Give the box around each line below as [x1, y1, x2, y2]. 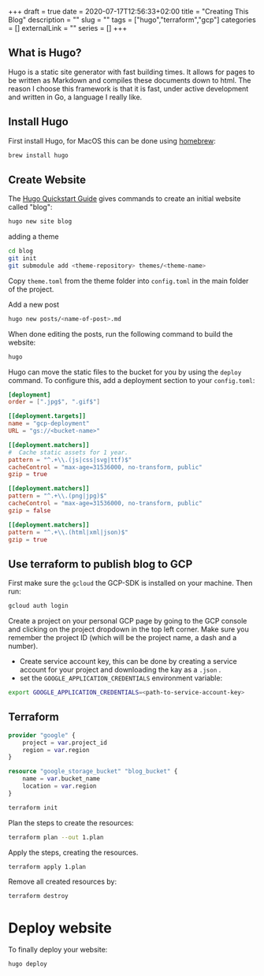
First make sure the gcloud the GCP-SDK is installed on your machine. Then [8, 579, 253, 588]
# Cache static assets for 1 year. [8, 449, 128, 456]
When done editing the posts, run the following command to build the [8, 329, 233, 338]
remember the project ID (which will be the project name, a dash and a [8, 633, 237, 643]
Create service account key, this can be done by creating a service [19, 657, 238, 666]
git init [8, 255, 37, 263]
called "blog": [8, 203, 53, 212]
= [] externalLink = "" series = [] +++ [8, 24, 128, 32]
